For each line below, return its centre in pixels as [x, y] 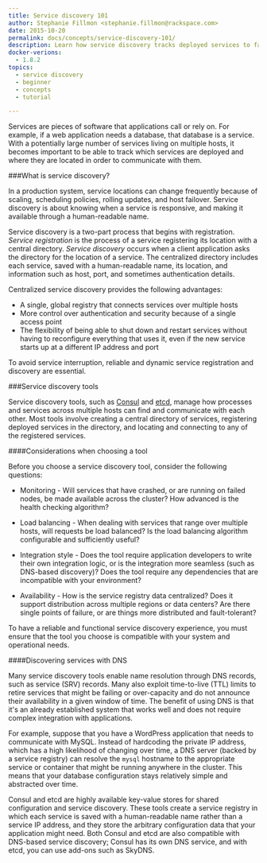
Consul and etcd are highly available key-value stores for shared [114, 799]
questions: [25, 475]
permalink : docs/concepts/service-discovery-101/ [92, 38]
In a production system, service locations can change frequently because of [133, 191]
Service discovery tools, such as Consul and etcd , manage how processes [130, 402]
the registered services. [47, 436]
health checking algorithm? [64, 507]
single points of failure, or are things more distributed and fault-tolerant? [138, 612]
